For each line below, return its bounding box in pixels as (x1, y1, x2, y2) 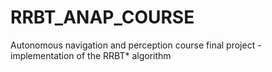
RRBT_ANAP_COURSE (10, 6, 195, 29)
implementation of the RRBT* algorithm (10, 49, 172, 61)
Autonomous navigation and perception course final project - (10, 39, 262, 51)
